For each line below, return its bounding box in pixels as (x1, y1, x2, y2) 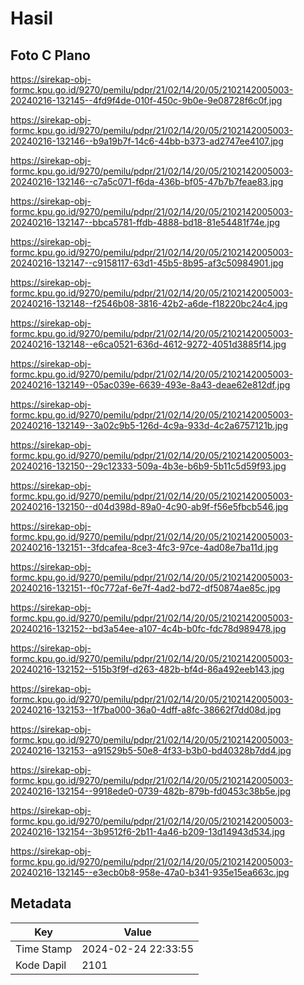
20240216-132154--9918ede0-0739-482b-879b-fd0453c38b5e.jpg (10, 785, 292, 797)
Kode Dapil (15, 958, 67, 972)
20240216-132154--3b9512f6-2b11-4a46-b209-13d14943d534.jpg (10, 826, 286, 837)
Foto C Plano (10, 47, 91, 64)
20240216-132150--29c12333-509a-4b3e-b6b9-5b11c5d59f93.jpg (10, 460, 287, 472)
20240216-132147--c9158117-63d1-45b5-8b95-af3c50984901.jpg (10, 257, 284, 269)
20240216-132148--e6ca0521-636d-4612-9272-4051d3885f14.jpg (10, 338, 287, 350)
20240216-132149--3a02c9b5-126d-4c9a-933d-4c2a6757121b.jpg (10, 420, 288, 431)
